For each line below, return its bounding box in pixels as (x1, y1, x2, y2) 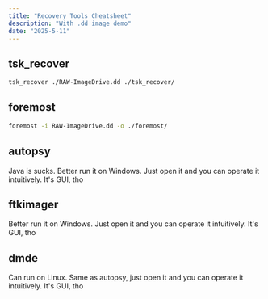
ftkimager (8, 197, 59, 211)
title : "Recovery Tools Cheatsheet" (8, 11, 132, 20)
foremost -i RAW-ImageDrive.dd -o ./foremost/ (8, 122, 168, 130)
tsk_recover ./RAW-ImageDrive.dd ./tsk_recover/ (8, 78, 175, 86)
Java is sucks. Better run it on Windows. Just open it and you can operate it (8, 166, 260, 175)
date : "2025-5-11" (8, 27, 70, 35)
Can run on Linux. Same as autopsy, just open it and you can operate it (8, 272, 244, 283)
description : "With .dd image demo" (8, 19, 132, 27)
